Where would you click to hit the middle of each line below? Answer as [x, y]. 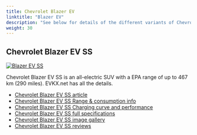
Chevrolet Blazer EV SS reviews [53, 126]
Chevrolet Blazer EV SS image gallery [60, 120]
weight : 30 [19, 28]
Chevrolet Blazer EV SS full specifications [65, 114]
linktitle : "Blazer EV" [35, 17]
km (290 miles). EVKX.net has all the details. [60, 83]
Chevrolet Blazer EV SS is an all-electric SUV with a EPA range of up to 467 [97, 77]
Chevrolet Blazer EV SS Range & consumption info [75, 101]
